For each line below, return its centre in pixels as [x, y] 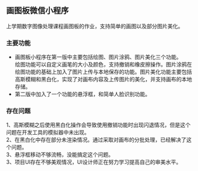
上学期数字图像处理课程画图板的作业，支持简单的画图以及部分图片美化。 [95, 26]
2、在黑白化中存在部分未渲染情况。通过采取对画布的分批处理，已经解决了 [96, 140]
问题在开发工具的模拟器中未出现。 [48, 132]
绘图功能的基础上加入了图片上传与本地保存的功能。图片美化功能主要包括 [103, 72]
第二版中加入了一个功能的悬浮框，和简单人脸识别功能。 [82, 94]
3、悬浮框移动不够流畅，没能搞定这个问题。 [60, 155]
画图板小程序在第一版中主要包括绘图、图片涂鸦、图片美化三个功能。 [98, 57]
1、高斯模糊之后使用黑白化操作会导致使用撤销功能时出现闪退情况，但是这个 [98, 125]
